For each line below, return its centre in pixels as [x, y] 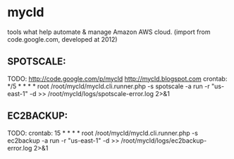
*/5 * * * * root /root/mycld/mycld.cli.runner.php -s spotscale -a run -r [109, 86]
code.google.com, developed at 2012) [62, 39]
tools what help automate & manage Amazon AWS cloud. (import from [109, 32]
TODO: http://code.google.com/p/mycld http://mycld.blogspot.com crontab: [117, 78]
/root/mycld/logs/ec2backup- [164, 140]
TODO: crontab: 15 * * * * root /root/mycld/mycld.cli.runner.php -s [103, 133]
